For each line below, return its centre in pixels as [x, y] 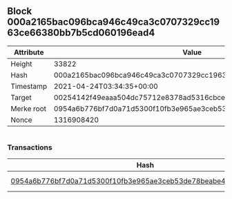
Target [21, 97]
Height [21, 63]
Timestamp [29, 86]
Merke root [29, 108]
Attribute [29, 52]
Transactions [30, 147]
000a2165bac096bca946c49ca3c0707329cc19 [113, 22]
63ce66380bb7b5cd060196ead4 [81, 33]
